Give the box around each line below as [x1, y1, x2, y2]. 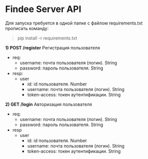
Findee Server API [5, 3, 81, 15]
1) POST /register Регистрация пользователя [5, 44, 100, 50]
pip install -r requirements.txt [17, 35, 77, 41]
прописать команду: [5, 25, 49, 31]
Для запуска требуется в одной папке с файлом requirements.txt [5, 20, 143, 26]
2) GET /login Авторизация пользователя [5, 101, 92, 107]
